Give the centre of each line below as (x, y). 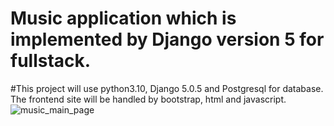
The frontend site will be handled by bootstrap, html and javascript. (148, 99)
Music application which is (123, 18)
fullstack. (51, 61)
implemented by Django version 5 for (167, 39)
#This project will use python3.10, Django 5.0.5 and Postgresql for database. (167, 88)
